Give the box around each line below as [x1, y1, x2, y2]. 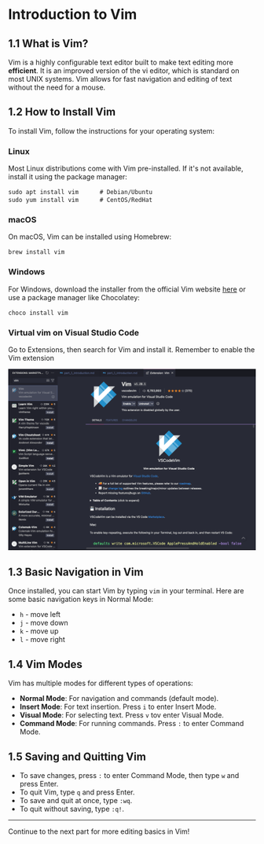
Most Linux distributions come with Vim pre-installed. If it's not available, [8, 163, 244, 174]
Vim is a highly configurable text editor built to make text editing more [8, 57, 233, 67]
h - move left [19, 610, 61, 619]
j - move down [19, 618, 68, 628]
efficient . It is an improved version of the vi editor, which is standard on [8, 66, 240, 75]
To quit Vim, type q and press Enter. [19, 787, 135, 797]
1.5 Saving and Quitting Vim [8, 750, 147, 763]
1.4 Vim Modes [8, 658, 82, 671]
